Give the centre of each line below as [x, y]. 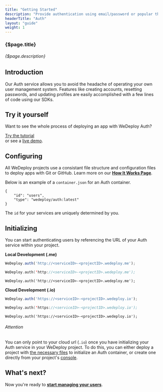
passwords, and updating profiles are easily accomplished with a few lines [79, 94]
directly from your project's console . [41, 358]
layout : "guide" [21, 23]
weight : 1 [15, 28]
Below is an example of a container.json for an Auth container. [68, 182]
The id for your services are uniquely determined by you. [62, 213]
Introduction [24, 73]
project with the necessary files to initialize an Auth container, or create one [81, 352]
